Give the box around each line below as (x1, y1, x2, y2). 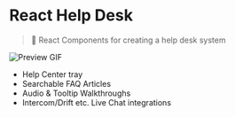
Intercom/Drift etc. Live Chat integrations (21, 97, 171, 107)
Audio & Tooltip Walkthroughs (21, 88, 131, 98)
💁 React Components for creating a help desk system (30, 35, 226, 45)
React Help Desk (9, 5, 133, 26)
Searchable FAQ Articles (21, 78, 112, 89)
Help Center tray (21, 68, 83, 80)
